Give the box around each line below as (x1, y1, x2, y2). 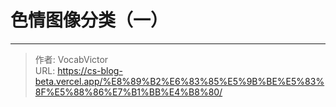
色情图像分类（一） (10, 9, 169, 32)
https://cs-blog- (57, 64, 123, 76)
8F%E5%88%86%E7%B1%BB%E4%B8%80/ (34, 86, 223, 98)
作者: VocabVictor (34, 53, 109, 65)
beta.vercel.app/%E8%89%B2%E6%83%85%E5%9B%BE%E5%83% (34, 75, 325, 87)
